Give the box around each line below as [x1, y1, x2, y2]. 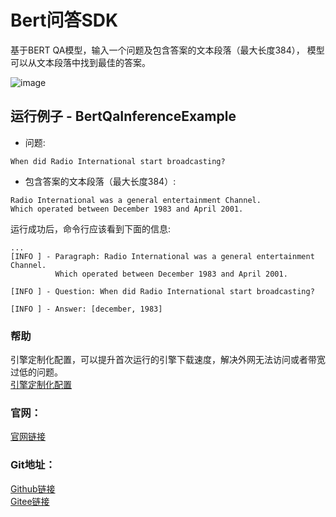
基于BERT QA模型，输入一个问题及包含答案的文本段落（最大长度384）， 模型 [10, 44, 325, 56]
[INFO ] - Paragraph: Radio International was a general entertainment [10, 251, 315, 261]
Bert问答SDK [10, 9, 119, 32]
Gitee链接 [10, 495, 50, 507]
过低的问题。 [10, 366, 63, 378]
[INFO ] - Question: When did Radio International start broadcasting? [10, 286, 315, 296]
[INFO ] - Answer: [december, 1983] [10, 304, 163, 314]
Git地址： [10, 458, 56, 472]
